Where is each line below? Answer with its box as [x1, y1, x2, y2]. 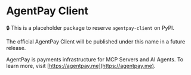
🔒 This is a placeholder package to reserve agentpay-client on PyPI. [6, 24, 175, 31]
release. [6, 44, 26, 51]
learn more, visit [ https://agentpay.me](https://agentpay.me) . [6, 62, 156, 69]
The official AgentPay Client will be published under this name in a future [6, 37, 186, 45]
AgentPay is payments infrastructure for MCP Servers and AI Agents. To [6, 55, 184, 63]
